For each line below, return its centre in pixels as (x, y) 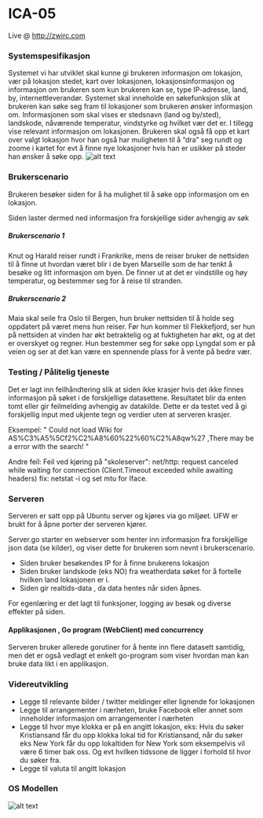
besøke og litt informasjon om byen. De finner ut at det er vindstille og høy (128, 272)
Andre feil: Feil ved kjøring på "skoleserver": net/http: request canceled (123, 462)
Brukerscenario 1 (37, 236)
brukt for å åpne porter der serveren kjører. (78, 525)
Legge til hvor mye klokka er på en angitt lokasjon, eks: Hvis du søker (131, 726)
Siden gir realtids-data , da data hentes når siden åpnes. (110, 588)
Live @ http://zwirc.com (47, 35)
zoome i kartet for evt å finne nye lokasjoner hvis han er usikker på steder (127, 148)
